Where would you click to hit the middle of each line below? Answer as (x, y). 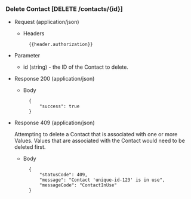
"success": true (59, 106)
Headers (34, 33)
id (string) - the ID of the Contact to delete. (76, 67)
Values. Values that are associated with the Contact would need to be (100, 141)
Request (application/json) (47, 22)
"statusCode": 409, (63, 175)
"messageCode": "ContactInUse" (78, 185)
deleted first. (30, 147)
